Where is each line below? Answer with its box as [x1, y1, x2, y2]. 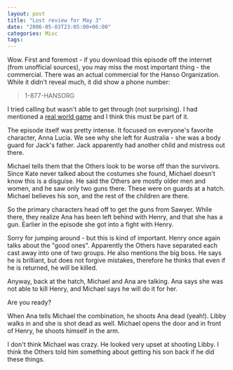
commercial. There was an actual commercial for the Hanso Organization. [7, 71, 220, 79]
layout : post [7, 10, 46, 18]
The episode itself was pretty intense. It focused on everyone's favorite [7, 126, 214, 135]
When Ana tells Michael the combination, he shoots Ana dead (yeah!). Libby [7, 312, 227, 320]
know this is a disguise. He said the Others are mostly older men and [7, 177, 206, 186]
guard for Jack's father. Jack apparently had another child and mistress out [7, 141, 226, 149]
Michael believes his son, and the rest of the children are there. [7, 192, 189, 200]
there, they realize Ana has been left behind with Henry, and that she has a [7, 213, 223, 221]
